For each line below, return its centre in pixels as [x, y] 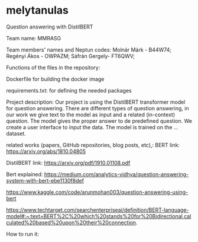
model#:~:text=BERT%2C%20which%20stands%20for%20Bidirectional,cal [99, 216]
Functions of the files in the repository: [53, 67]
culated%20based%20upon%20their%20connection [71, 222]
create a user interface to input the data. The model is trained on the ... [92, 127]
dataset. [16, 133]
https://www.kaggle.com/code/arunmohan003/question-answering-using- [97, 192]
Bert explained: [25, 174]
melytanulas [38, 10]
